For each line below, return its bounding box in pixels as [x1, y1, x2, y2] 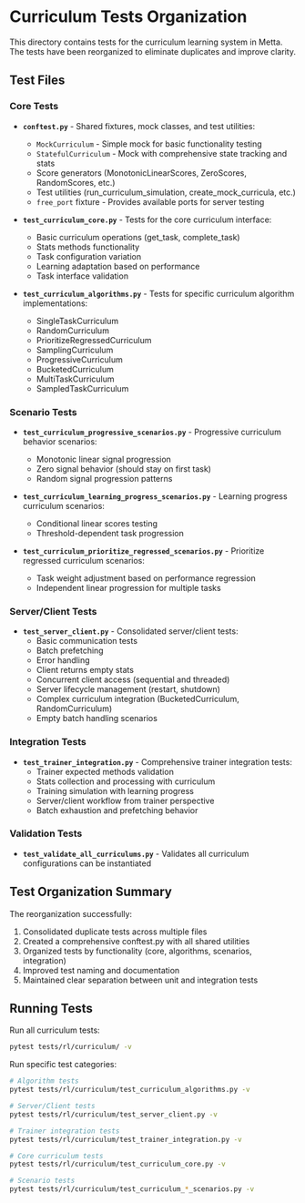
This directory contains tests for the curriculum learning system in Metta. [9, 36, 283, 47]
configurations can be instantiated [22, 858, 152, 869]
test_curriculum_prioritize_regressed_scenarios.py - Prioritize [22, 545, 265, 556]
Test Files [9, 73, 66, 88]
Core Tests [9, 100, 59, 113]
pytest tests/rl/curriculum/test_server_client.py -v [9, 1109, 219, 1119]
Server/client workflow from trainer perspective [36, 795, 215, 806]
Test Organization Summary [9, 884, 173, 900]
